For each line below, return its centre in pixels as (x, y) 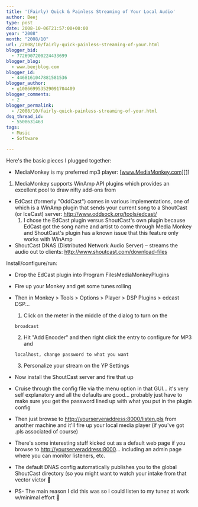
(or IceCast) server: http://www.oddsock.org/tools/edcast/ (86, 213)
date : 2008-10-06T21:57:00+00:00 (47, 28)
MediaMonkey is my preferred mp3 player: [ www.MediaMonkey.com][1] (102, 172)
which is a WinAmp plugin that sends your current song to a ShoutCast (101, 208)
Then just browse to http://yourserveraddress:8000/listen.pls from (95, 419)
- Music (21, 133)
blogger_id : (21, 72)
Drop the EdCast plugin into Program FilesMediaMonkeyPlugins (92, 275)
